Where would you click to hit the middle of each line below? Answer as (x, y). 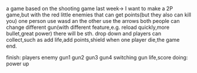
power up (18, 64)
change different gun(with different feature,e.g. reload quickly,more (88, 27)
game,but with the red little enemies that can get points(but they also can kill (98, 15)
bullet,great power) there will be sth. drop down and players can (84, 34)
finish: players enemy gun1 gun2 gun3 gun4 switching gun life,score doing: (97, 57)
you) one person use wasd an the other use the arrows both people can (93, 21)
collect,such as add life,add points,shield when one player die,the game (93, 40)
